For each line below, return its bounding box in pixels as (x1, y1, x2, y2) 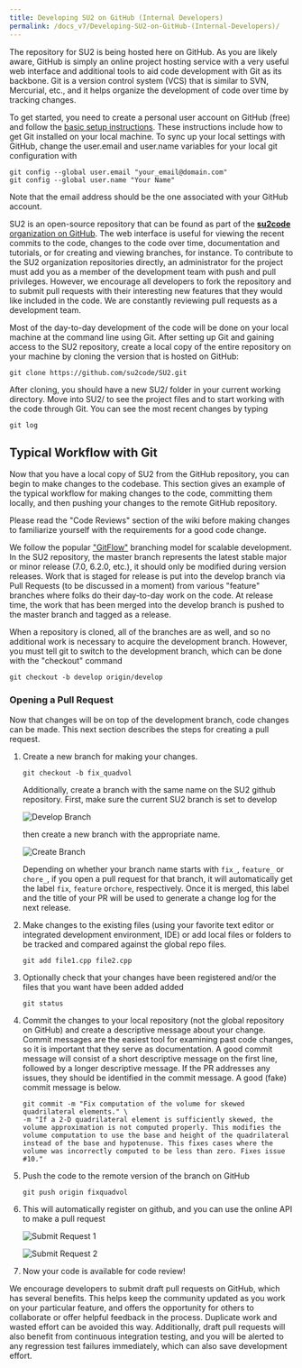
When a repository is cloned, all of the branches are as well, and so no (9, 627, 270, 638)
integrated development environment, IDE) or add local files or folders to (22, 929, 291, 940)
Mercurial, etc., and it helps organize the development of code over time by (9, 85, 289, 96)
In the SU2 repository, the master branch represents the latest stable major (9, 552, 288, 563)
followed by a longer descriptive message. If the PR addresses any (22, 1062, 270, 1073)
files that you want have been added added (22, 981, 184, 992)
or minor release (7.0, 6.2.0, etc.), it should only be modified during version (9, 561, 287, 573)
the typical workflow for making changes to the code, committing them (9, 488, 273, 499)
